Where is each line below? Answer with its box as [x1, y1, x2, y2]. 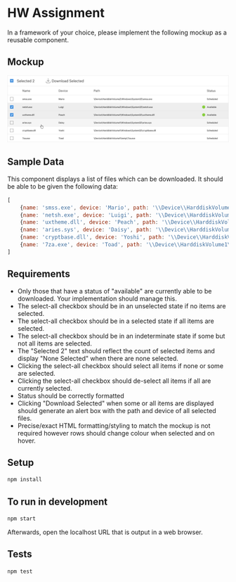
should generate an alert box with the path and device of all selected [17, 406, 216, 415]
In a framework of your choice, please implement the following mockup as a [7, 28, 227, 37]
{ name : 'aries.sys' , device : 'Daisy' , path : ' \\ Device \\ [20, 227, 190, 234]
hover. [17, 436, 37, 445]
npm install [7, 476, 42, 483]
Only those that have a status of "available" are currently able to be [17, 286, 212, 295]
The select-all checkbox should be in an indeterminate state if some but [17, 331, 225, 340]
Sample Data [7, 156, 65, 168]
